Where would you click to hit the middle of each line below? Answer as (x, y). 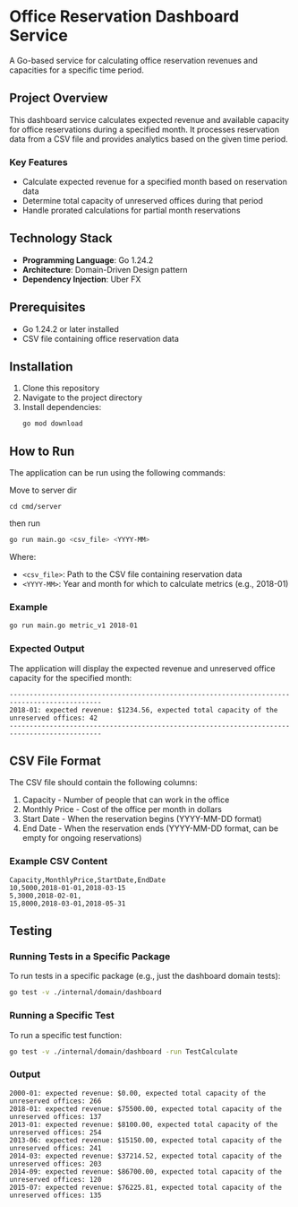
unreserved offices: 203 (55, 1164)
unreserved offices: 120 (55, 1179)
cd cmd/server (36, 507)
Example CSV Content (59, 862)
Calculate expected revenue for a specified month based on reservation (155, 182)
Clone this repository (61, 389)
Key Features (39, 162)
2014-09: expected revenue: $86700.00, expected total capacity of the (145, 1172)
